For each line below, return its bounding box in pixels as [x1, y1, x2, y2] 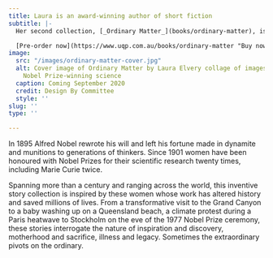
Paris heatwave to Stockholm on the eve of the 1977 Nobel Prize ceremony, [8, 215, 261, 225]
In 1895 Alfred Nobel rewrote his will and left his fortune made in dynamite [8, 139, 256, 148]
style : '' [15, 94, 49, 102]
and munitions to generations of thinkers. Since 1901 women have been [8, 148, 247, 157]
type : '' [8, 110, 38, 118]
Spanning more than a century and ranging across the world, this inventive [8, 180, 258, 191]
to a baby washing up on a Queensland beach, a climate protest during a [8, 206, 252, 216]
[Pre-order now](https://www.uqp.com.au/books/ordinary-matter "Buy [15, 41, 253, 49]
